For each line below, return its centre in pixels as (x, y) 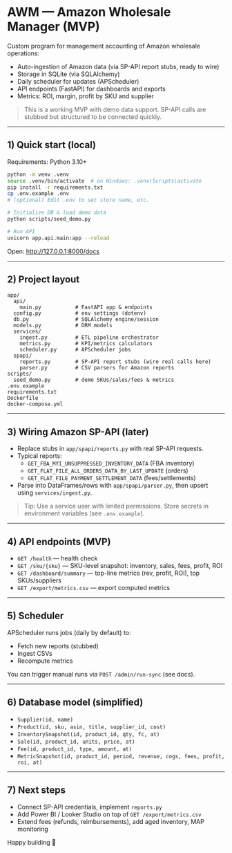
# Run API (21, 231)
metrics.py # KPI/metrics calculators (86, 344)
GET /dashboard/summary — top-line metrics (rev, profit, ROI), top (108, 573)
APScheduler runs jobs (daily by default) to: (69, 632)
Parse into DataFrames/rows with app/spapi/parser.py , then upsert (113, 486)
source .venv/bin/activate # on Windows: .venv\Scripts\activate (105, 181)
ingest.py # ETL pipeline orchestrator (89, 338)
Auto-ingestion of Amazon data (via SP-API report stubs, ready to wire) (118, 66)
